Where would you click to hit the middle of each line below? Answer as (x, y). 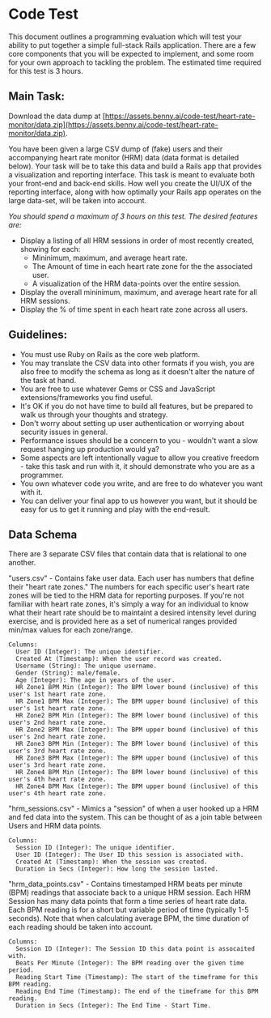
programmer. (42, 475)
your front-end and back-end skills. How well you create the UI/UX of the (130, 183)
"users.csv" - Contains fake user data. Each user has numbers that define (131, 578)
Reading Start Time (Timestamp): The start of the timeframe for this (137, 978)
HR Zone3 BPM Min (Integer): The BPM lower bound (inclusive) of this (137, 744)
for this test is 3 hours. (46, 70)
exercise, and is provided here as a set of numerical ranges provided (123, 621)
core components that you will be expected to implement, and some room (131, 53)
